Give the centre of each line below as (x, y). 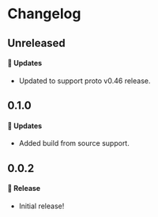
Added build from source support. (74, 143)
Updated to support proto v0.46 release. (85, 81)
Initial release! (41, 206)
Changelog (44, 14)
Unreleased (37, 43)
